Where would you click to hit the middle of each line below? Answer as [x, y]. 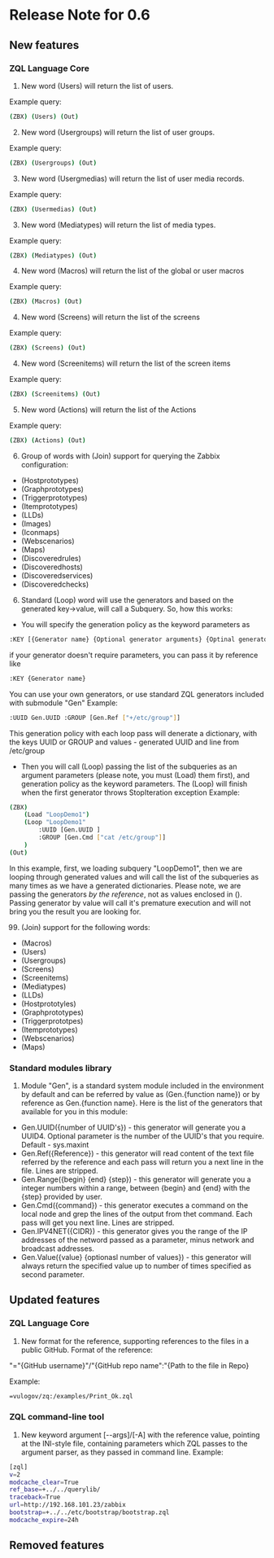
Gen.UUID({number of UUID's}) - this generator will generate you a [133, 1127]
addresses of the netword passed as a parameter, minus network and [137, 1240]
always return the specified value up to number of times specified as [136, 1266]
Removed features [57, 1545]
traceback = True [35, 1497]
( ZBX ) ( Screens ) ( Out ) [48, 348]
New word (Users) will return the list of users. [97, 86]
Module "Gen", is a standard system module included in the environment [142, 1086]
